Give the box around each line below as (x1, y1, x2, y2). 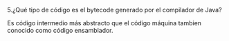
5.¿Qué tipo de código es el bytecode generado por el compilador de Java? (7, 6, 223, 14)
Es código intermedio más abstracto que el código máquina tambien (7, 19, 202, 27)
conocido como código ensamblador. (7, 27, 113, 34)
